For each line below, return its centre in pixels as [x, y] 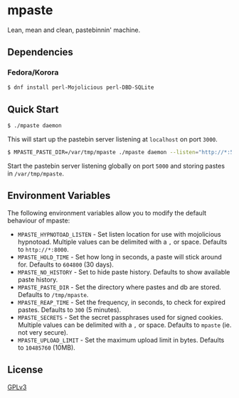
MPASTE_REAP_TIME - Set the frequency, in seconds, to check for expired [122, 302]
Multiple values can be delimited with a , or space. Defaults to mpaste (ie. [124, 325]
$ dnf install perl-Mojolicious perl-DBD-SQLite [81, 87]
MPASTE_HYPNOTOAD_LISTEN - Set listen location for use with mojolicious [119, 234]
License [25, 370]
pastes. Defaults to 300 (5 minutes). [69, 310]
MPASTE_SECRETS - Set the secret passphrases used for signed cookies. [120, 317]
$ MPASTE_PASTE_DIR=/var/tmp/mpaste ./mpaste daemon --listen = [103, 152]
